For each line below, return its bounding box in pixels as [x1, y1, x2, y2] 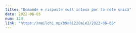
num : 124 [5, 16, 23, 21]
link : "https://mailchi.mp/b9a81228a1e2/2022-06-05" [5, 20, 116, 26]
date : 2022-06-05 [5, 12, 41, 16]
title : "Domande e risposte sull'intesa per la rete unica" [5, 7, 132, 12]
